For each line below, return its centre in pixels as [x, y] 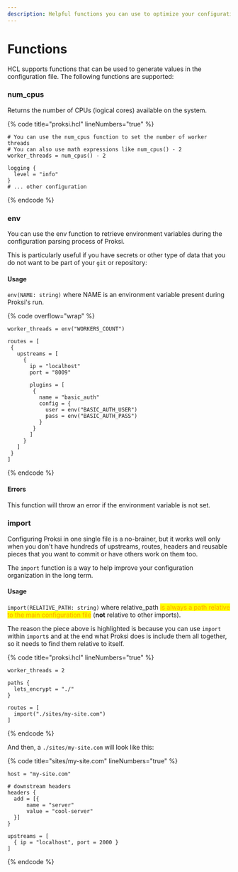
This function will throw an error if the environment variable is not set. [109, 505]
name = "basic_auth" [69, 398]
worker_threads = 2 [36, 671]
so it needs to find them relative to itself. [66, 644]
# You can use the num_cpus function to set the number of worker [107, 137]
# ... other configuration [47, 187]
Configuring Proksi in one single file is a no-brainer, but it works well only [114, 539]
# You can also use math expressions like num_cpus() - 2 [95, 149]
